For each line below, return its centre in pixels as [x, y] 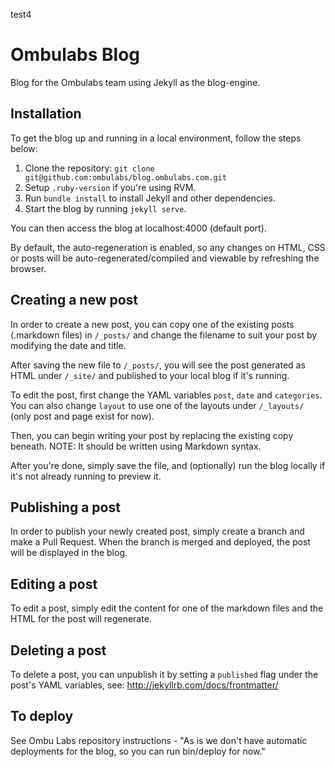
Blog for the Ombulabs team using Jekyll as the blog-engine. [135, 82]
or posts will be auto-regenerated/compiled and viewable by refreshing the [165, 258]
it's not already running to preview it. [86, 476]
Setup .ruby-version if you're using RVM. [110, 187]
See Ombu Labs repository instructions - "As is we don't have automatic [159, 740]
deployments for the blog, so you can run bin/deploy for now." [138, 751]
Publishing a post [65, 507]
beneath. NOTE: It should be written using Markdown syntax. [136, 446]
